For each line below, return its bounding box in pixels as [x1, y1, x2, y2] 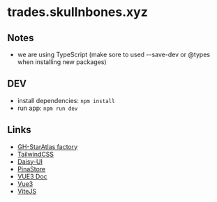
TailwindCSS [17, 150, 54, 158]
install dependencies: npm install [17, 96, 115, 104]
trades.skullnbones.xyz [7, 4, 148, 20]
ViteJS [17, 187, 37, 195]
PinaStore [17, 164, 46, 173]
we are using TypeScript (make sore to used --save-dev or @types [17, 50, 211, 59]
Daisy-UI [17, 157, 43, 166]
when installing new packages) [17, 58, 107, 66]
